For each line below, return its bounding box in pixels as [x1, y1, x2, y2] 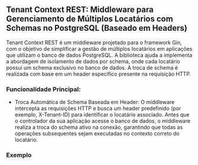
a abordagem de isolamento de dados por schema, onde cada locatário [6, 57, 180, 64]
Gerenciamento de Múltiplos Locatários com [6, 14, 173, 24]
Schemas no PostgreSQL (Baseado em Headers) [6, 23, 187, 33]
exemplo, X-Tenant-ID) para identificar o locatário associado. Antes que [14, 111, 190, 118]
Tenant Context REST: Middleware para [6, 5, 154, 15]
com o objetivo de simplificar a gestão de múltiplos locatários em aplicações [6, 45, 193, 52]
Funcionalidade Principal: [6, 85, 81, 93]
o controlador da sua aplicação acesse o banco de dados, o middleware [14, 118, 191, 125]
